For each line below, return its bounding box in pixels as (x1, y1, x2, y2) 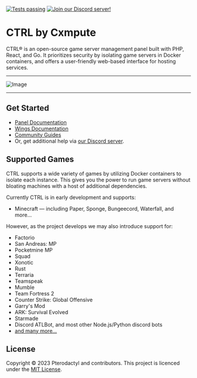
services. (6, 64, 28, 71)
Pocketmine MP (14, 246, 53, 253)
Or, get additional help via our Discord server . (14, 138, 124, 145)
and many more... (14, 327, 57, 334)
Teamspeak (14, 277, 43, 284)
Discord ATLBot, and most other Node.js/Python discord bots (14, 321, 163, 328)
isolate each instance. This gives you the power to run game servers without (6, 176, 191, 183)
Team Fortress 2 (14, 290, 55, 297)
